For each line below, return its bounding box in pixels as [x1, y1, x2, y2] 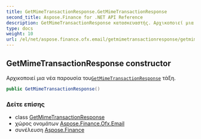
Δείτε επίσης [6, 100, 45, 108]
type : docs [6, 25, 33, 32]
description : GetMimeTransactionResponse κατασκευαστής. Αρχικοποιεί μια [6, 20, 194, 26]
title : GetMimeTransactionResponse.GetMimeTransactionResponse [6, 8, 167, 15]
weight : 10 [6, 31, 33, 37]
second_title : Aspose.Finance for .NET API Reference [6, 14, 144, 20]
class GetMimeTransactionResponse [14, 113, 105, 121]
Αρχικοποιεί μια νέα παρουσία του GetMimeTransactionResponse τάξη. [6, 74, 176, 81]
